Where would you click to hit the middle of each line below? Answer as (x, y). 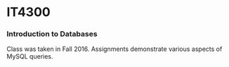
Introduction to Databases (52, 34)
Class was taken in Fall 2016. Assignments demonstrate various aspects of (115, 49)
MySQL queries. (30, 57)
